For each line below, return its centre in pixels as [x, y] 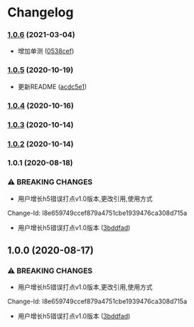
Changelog [41, 12]
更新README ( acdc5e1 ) [52, 86]
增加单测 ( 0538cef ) [46, 51]
